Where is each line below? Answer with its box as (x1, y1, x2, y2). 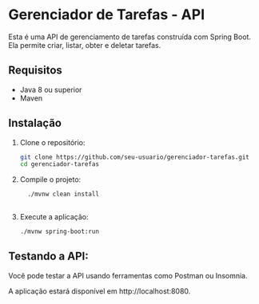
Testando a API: (8, 250, 90, 263)
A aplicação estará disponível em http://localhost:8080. (8, 286, 191, 296)
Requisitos (8, 64, 62, 77)
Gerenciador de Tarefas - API (8, 6, 205, 24)
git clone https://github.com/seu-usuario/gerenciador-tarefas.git (19, 153, 249, 161)
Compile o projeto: (19, 175, 82, 184)
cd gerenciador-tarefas (19, 160, 100, 168)
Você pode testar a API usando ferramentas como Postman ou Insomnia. (8, 270, 248, 280)
